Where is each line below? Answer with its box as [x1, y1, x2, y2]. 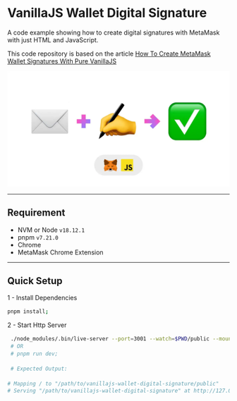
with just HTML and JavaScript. [7, 35, 99, 44]
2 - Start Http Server [7, 321, 67, 329]
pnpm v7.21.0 [17, 233, 59, 241]
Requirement [7, 206, 66, 219]
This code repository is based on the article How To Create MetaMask [7, 49, 211, 58]
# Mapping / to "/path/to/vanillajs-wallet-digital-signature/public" [7, 380, 219, 387]
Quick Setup [7, 275, 63, 287]
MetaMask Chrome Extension [17, 248, 104, 257]
